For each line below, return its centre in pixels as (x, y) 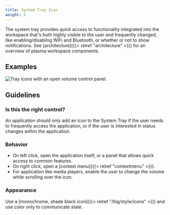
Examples (21, 67)
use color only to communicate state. (44, 207)
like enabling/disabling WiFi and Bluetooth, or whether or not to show (77, 40)
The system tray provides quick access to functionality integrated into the (82, 29)
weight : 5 (16, 15)
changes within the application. (38, 131)
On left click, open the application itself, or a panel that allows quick (83, 156)
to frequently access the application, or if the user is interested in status (80, 126)
